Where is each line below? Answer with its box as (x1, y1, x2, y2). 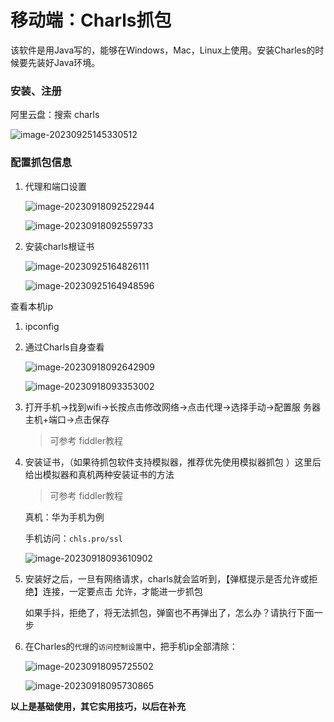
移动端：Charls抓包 (10, 9, 172, 32)
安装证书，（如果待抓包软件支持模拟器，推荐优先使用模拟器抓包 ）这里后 (24, 456, 322, 468)
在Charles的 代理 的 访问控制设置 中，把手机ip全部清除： (24, 640, 238, 652)
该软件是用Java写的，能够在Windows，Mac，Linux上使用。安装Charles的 (10, 44, 316, 56)
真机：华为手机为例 (24, 511, 105, 523)
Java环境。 (53, 56, 101, 68)
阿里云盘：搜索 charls (10, 109, 100, 121)
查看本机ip (10, 300, 53, 312)
